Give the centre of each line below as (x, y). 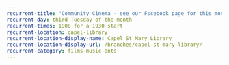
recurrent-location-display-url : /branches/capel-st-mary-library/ (105, 45)
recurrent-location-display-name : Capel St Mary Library (89, 39)
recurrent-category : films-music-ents (62, 51)
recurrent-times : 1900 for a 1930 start (65, 26)
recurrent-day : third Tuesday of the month (69, 20)
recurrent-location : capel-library (57, 32)
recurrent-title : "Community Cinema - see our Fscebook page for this (109, 13)
